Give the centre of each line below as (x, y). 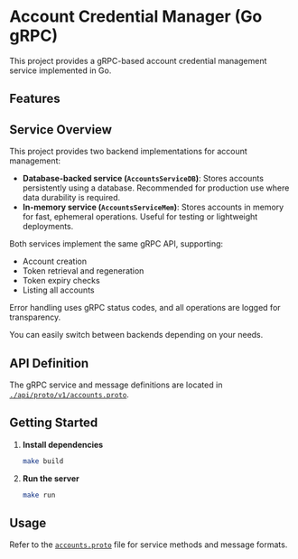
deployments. (48, 227)
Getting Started (54, 423)
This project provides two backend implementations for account (129, 152)
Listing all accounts (58, 290)
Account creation (55, 261)
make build (43, 461)
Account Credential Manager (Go (136, 17)
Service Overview (61, 130)
